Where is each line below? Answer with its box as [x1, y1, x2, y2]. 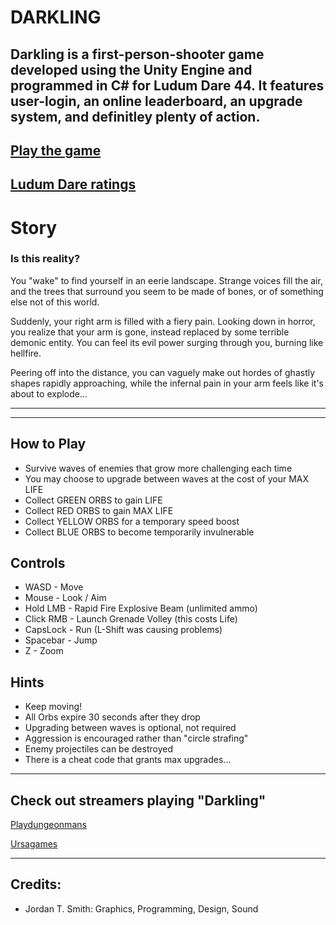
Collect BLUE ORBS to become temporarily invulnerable [24, 526, 255, 538]
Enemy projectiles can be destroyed [24, 743, 173, 755]
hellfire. [10, 347, 42, 359]
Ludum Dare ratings [10, 176, 137, 193]
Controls [10, 555, 66, 572]
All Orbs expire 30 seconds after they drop [24, 711, 201, 723]
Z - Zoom [24, 645, 64, 657]
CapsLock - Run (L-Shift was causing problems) [24, 624, 223, 636]
